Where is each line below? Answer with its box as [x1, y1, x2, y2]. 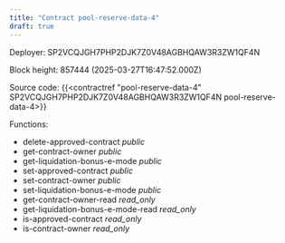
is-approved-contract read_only [22, 213, 142, 224]
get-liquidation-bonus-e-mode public [22, 155, 163, 166]
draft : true [9, 22, 54, 31]
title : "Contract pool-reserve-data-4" [9, 13, 160, 23]
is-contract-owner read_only [22, 223, 130, 234]
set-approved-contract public [22, 165, 134, 176]
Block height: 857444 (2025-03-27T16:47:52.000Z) [9, 64, 202, 75]
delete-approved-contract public [22, 136, 146, 147]
